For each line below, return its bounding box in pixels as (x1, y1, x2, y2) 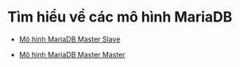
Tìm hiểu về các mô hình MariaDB (7, 8, 233, 26)
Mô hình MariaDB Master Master (18, 49, 126, 59)
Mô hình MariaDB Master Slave (18, 34, 121, 44)
